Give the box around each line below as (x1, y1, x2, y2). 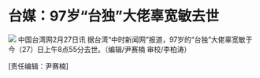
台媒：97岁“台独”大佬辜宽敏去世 (8, 7, 219, 25)
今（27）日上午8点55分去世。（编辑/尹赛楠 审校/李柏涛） (8, 44, 191, 54)
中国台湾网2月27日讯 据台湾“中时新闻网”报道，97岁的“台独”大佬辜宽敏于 (17, 35, 253, 44)
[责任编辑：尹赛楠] (8, 61, 69, 71)
